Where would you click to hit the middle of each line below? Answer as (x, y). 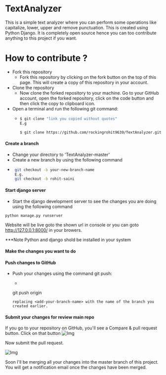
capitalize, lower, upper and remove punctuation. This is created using (77, 27)
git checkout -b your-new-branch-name (55, 170)
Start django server (25, 190)
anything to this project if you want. (41, 38)
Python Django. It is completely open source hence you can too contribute (81, 33)
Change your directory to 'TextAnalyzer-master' (61, 155)
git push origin (27, 293)
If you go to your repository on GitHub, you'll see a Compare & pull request (81, 328)
